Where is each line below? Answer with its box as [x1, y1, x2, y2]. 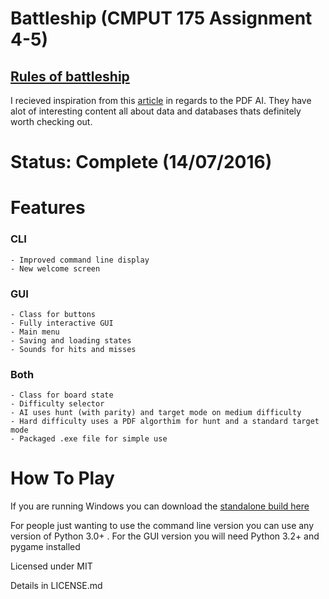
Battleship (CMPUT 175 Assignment [10, 7, 313, 30]
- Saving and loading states [10, 335, 132, 346]
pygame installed [10, 541, 81, 553]
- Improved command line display [10, 255, 150, 265]
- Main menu [10, 327, 60, 337]
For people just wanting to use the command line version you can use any [10, 520, 315, 532]
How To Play [10, 467, 115, 490]
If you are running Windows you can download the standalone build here [10, 500, 310, 512]
